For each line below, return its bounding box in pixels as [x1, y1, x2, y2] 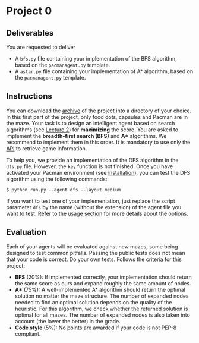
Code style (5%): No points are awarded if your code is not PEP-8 [14, 324, 177, 331]
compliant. [14, 330, 41, 337]
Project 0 [6, 4, 52, 18]
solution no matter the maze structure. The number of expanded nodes [14, 292, 189, 300]
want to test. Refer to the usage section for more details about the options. [6, 210, 188, 217]
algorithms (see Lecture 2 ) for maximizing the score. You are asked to [6, 126, 179, 133]
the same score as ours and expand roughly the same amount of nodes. [14, 279, 191, 287]
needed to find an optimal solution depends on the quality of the [14, 298, 172, 306]
